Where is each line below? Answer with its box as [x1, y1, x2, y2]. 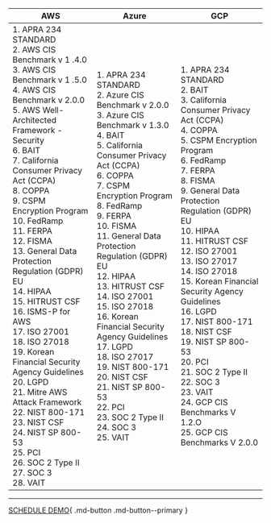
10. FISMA [96, 221, 137, 231]
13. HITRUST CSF [96, 281, 165, 292]
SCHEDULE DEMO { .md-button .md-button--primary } [8, 505, 188, 515]
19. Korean [12, 347, 55, 357]
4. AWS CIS [12, 85, 56, 95]
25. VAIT [96, 432, 131, 442]
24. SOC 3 [96, 422, 137, 433]
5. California [96, 140, 144, 151]
